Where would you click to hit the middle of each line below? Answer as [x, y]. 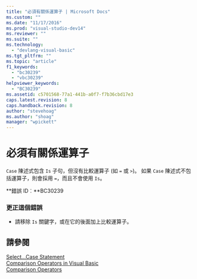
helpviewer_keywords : [33, 84]
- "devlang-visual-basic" [43, 50]
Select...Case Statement [35, 257]
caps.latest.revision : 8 [37, 100]
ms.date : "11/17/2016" [34, 23]
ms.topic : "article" [32, 61]
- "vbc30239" [28, 78]
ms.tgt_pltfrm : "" [29, 56]
